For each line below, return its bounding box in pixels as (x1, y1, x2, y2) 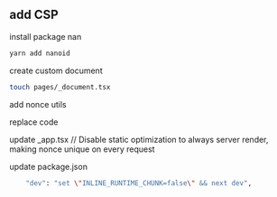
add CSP (9, 7, 59, 23)
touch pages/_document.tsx (9, 82, 111, 91)
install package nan (9, 31, 82, 42)
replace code (9, 117, 59, 127)
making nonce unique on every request (9, 144, 155, 155)
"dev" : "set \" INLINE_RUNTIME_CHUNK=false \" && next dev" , (25, 178, 253, 188)
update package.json (9, 161, 88, 172)
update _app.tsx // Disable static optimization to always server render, (9, 134, 269, 145)
